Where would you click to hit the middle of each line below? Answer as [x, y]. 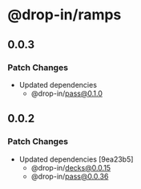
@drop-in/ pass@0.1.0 [67, 93]
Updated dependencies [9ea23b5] [76, 159]
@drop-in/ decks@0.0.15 [71, 167]
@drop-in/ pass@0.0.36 [70, 176]
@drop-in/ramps [64, 15]
